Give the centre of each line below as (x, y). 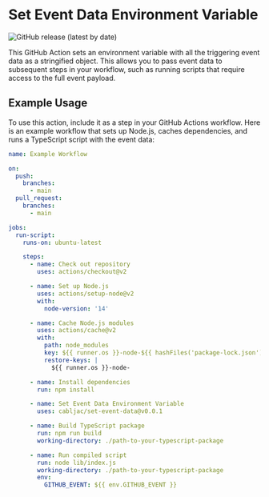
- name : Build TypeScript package (87, 426)
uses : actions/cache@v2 (76, 331)
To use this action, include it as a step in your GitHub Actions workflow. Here (134, 122)
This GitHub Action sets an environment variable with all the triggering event (134, 52)
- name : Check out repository (80, 265)
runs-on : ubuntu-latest (62, 242)
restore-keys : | (71, 360)
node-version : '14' (76, 309)
